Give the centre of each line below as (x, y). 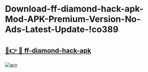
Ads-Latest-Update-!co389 (62, 29)
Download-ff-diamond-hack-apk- (74, 9)
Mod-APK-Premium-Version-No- (73, 19)
